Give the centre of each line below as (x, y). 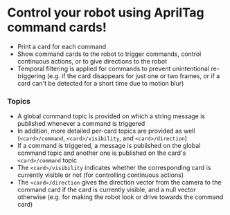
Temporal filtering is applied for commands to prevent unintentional (113, 68)
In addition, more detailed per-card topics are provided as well (106, 131)
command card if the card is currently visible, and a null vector (106, 190)
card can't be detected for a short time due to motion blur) (100, 83)
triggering (32, 76)
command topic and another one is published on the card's (101, 153)
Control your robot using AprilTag (106, 13)
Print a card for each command (62, 46)
